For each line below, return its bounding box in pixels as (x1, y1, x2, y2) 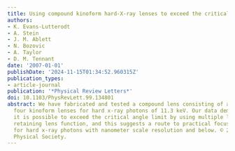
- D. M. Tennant (7, 56, 55, 63)
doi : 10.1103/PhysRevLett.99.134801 (7, 95, 114, 102)
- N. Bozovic (7, 42, 45, 49)
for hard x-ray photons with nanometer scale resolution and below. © (13, 127, 224, 134)
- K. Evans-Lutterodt (7, 23, 71, 30)
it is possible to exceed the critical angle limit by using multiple (13, 113, 224, 120)
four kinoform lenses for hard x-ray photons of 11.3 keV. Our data (13, 107, 218, 114)
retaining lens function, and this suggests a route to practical (13, 120, 211, 127)
